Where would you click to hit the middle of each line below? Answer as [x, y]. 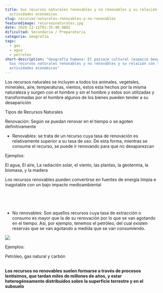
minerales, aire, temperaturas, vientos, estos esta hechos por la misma [76, 87]
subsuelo [15, 286]
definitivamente [21, 126]
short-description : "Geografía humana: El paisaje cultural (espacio [77, 59]
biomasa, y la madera [26, 170]
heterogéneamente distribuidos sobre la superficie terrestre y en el [74, 281]
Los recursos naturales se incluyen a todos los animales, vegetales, [72, 82]
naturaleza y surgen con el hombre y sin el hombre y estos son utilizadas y [80, 92]
